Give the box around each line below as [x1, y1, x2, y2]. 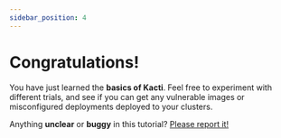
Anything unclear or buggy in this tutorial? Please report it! [9, 118, 229, 129]
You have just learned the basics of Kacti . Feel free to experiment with [9, 82, 273, 93]
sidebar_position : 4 [9, 13, 88, 23]
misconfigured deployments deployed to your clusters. [9, 101, 213, 112]
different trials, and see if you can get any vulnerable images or [9, 91, 246, 102]
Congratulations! [9, 51, 140, 72]
